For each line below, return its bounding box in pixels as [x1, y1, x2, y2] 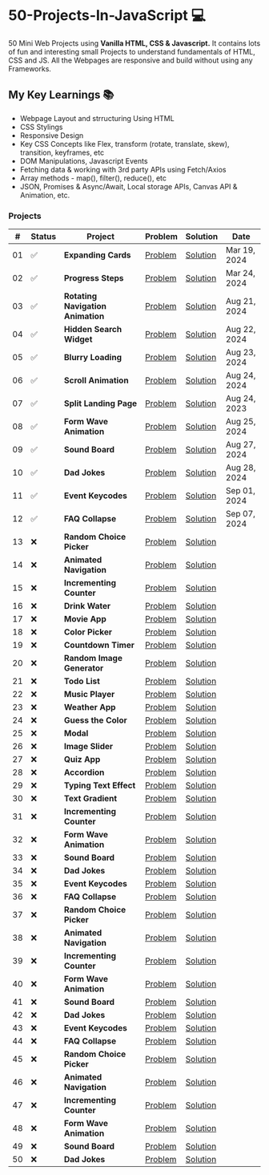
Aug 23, [225, 346, 256, 358]
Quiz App [63, 754, 101, 765]
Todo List [63, 675, 100, 687]
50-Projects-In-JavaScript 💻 [8, 6, 207, 25]
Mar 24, [225, 268, 256, 279]
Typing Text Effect [63, 780, 136, 791]
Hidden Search [63, 324, 122, 335]
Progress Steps [63, 273, 124, 284]
